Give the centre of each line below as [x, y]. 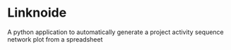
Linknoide [37, 13]
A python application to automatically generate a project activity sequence [115, 32]
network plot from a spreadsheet [55, 39]
